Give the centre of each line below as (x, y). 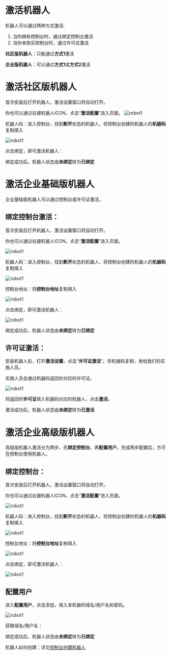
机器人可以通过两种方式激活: (35, 26)
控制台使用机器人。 (30, 454)
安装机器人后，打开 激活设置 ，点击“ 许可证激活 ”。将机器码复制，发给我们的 (83, 361)
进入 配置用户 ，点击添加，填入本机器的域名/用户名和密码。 (66, 605)
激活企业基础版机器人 (50, 184)
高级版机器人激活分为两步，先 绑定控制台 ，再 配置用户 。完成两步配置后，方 (83, 447)
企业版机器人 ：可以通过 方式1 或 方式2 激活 (48, 64)
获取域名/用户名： (24, 626)
